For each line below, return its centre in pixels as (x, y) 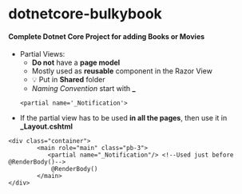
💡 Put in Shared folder (68, 80)
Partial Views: (42, 54)
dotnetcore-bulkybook (85, 14)
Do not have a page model (76, 63)
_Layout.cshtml (46, 127)
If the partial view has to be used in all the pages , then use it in (123, 118)
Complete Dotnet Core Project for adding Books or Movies (107, 36)
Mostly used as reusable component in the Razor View (122, 71)
